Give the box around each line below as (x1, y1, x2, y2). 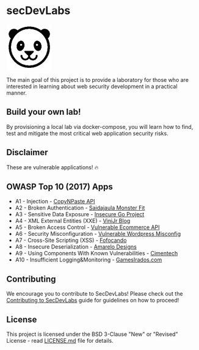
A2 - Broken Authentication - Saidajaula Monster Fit (15, 204, 145, 211)
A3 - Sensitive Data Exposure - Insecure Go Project (15, 211, 145, 218)
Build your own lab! (6, 107, 81, 117)
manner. (6, 89, 27, 97)
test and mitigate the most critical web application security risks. (6, 129, 169, 137)
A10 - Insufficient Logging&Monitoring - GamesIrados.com (15, 256, 162, 263)
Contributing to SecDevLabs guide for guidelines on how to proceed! (6, 297, 179, 304)
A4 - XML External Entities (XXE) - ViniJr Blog (15, 217, 131, 225)
